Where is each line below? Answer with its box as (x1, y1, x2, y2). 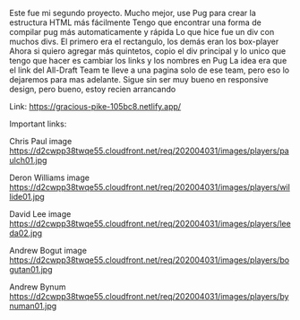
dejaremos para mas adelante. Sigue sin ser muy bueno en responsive (9, 74, 269, 84)
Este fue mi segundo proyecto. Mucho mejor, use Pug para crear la (9, 8, 257, 18)
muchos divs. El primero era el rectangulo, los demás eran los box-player (9, 36, 279, 47)
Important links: (9, 118, 67, 129)
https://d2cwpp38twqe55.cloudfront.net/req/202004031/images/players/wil (9, 182, 291, 192)
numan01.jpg (9, 300, 57, 311)
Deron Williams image (9, 172, 90, 183)
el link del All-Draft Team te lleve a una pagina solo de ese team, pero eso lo (9, 65, 289, 75)
